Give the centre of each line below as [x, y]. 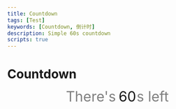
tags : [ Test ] [26, 20]
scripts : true [28, 40]
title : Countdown [32, 14]
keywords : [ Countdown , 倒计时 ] [51, 27]
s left [153, 97]
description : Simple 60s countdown [59, 33]
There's [91, 97]
